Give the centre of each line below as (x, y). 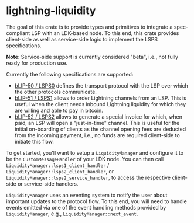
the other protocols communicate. (55, 92)
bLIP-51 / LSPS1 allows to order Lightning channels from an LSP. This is (100, 98)
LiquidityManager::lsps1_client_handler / (58, 165)
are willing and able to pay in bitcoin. (59, 110)
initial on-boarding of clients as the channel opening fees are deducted (100, 129)
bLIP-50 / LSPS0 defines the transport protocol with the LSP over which (101, 85)
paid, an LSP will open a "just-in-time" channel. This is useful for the (97, 123)
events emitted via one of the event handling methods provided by (86, 207)
